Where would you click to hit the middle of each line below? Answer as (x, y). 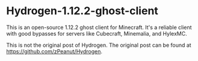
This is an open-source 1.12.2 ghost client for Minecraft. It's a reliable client (99, 27)
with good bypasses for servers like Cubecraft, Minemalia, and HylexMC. (97, 33)
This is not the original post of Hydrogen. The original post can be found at (99, 45)
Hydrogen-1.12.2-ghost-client (82, 11)
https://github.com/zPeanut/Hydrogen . (54, 51)
